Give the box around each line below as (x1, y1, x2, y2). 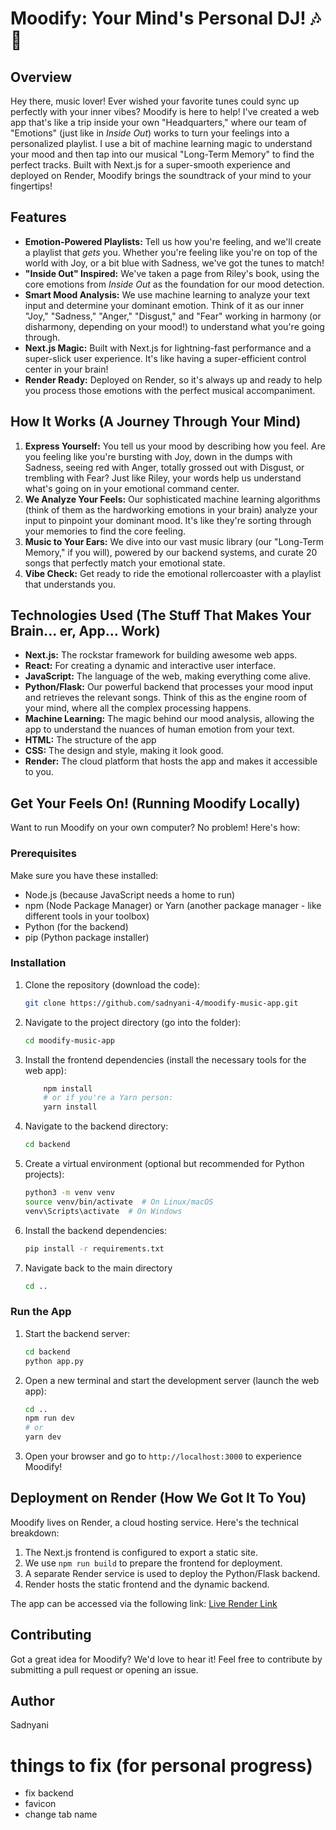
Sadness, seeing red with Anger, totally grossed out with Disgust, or (24, 461, 305, 473)
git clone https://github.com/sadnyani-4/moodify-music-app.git (24, 998, 299, 1008)
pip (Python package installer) (24, 931, 150, 943)
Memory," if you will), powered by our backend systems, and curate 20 (24, 546, 318, 558)
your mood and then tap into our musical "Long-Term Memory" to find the (10, 148, 315, 160)
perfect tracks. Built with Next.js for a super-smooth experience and (10, 159, 291, 171)
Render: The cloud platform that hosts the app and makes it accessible (24, 755, 318, 767)
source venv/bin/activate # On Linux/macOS (24, 1197, 214, 1207)
